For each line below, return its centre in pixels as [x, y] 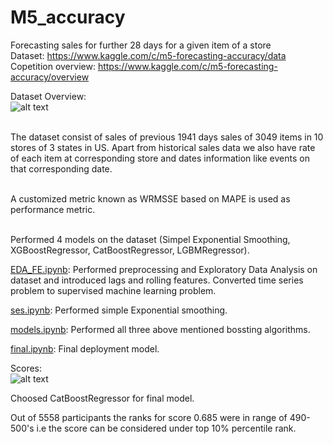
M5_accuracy [68, 17]
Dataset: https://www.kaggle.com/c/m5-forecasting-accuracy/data [148, 55]
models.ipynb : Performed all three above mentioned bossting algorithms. [160, 329]
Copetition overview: [53, 66]
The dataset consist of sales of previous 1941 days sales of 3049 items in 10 [167, 137]
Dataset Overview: [48, 96]
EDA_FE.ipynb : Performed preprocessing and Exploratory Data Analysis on [164, 269]
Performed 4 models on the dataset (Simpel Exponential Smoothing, [150, 239]
